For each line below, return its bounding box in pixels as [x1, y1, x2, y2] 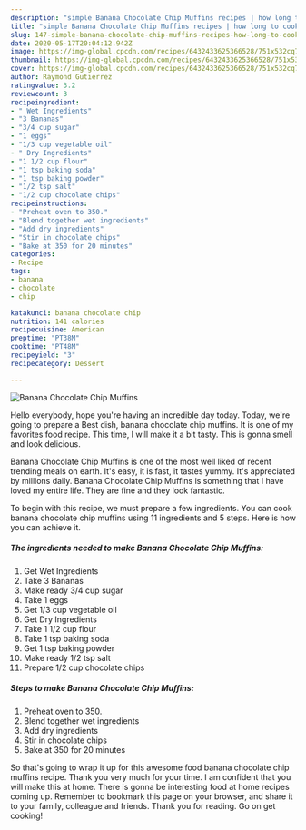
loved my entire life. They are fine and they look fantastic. [10, 485, 225, 496]
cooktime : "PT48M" [10, 342, 80, 351]
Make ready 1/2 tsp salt [23, 652, 112, 663]
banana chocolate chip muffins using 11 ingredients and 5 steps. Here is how [10, 512, 297, 523]
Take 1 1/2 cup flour [23, 623, 97, 634]
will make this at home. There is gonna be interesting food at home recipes [10, 781, 290, 792]
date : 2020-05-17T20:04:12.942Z [10, 38, 133, 48]
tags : [10, 267, 31, 276]
